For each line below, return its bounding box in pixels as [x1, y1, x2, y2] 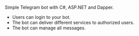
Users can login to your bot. [12, 14, 71, 20]
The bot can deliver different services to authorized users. [12, 20, 134, 25]
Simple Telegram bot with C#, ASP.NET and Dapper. [5, 5, 114, 10]
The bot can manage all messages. [12, 25, 86, 31]
